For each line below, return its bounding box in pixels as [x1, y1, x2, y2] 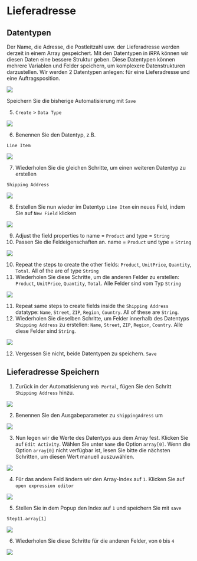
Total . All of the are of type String [15, 267, 99, 274]
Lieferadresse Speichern [6, 367, 100, 377]
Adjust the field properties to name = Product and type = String [15, 232, 170, 239]
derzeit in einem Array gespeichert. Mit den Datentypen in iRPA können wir [6, 50, 189, 57]
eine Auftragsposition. [6, 75, 61, 82]
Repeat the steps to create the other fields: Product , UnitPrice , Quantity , [15, 261, 192, 268]
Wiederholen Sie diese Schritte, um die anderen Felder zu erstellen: [15, 274, 179, 280]
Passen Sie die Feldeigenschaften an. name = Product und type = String [15, 238, 192, 245]
